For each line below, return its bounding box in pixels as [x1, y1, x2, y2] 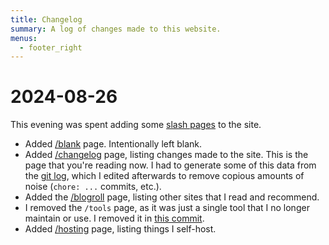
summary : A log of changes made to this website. [10, 24, 222, 34]
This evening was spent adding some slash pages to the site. [10, 119, 262, 131]
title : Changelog [10, 14, 83, 25]
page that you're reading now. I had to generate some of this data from [24, 159, 317, 171]
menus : [10, 33, 38, 43]
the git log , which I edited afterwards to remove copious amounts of [24, 170, 305, 182]
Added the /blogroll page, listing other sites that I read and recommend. [24, 191, 320, 203]
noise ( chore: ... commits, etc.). [24, 181, 162, 193]
